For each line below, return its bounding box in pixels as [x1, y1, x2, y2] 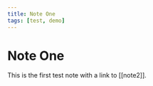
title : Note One [7, 10, 56, 18]
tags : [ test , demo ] [7, 17, 65, 24]
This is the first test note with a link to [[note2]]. [7, 71, 147, 80]
